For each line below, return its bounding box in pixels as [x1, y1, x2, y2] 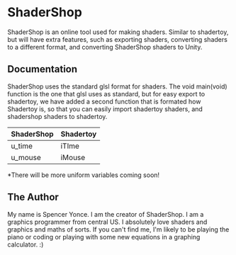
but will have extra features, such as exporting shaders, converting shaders [7, 35, 228, 43]
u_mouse [11, 152, 41, 162]
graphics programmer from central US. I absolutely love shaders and [7, 217, 208, 226]
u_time [11, 141, 33, 151]
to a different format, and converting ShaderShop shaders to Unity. [7, 42, 203, 51]
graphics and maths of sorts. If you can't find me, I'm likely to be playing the [7, 225, 230, 234]
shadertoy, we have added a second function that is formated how [7, 97, 201, 106]
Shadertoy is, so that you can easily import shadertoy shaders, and [7, 104, 203, 113]
